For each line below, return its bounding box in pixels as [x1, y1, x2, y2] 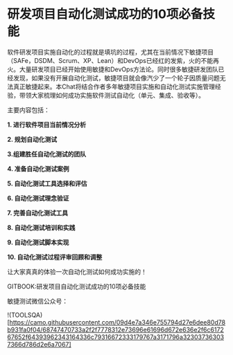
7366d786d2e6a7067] [7, 340, 71, 348]
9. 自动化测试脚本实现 [7, 238, 69, 246]
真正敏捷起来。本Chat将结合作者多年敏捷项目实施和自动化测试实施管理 [12, 82, 215, 91]
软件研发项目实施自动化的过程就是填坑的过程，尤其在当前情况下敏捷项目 [7, 48, 214, 56]
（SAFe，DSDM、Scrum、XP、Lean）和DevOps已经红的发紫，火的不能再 [7, 56, 220, 64]
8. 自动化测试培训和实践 [7, 223, 76, 232]
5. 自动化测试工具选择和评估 [7, 179, 87, 188]
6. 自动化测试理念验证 [7, 194, 69, 202]
